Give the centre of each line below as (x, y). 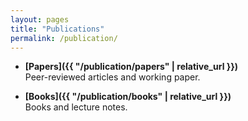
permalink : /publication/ (64, 38)
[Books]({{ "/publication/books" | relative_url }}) (128, 97)
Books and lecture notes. (76, 107)
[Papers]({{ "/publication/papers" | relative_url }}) (131, 67)
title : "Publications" (57, 29)
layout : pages (40, 19)
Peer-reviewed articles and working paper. (112, 77)
